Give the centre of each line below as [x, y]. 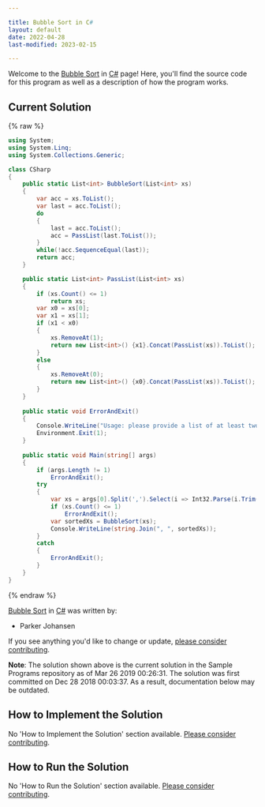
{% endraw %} [32, 595]
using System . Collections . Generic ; [67, 155]
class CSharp [30, 169]
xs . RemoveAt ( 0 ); [77, 375]
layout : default [35, 30]
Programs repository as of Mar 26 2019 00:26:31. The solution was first [124, 673]
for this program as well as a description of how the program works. [118, 82]
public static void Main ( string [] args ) [90, 455]
